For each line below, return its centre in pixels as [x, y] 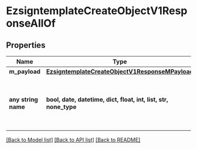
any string [23, 100]
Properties [26, 45]
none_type [61, 107]
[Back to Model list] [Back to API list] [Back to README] [73, 140]
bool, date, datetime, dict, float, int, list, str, [107, 100]
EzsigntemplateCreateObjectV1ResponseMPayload [120, 72]
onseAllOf [31, 23]
